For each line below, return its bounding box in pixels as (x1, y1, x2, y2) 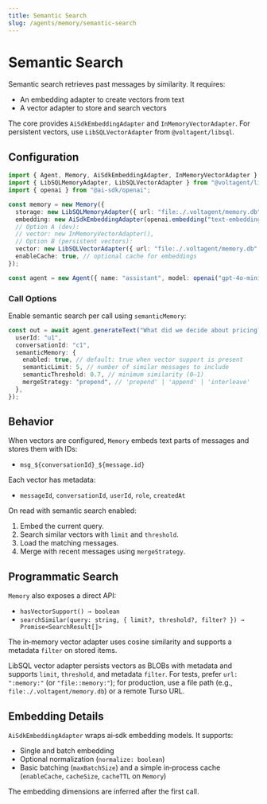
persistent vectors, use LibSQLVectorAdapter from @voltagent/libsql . (8, 127, 235, 137)
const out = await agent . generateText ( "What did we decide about (8, 326, 229, 334)
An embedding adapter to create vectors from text (19, 95, 185, 104)
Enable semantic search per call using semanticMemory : (8, 311, 187, 320)
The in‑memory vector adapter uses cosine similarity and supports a (8, 637, 232, 647)
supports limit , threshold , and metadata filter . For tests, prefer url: (8, 670, 238, 679)
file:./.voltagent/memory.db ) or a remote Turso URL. (8, 686, 185, 696)
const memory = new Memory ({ (8, 200, 105, 208)
